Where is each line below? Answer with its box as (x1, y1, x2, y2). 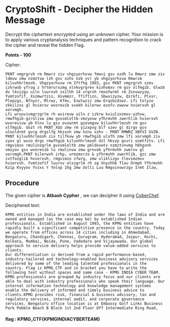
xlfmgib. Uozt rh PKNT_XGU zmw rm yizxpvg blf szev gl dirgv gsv (5, 125, 147, 130)
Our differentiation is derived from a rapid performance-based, (5, 252, 147, 257)
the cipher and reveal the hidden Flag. (5, 42, 85, 48)
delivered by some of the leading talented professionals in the (5, 261, 147, 266)
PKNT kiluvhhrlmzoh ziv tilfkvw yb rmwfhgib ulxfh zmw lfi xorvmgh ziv (5, 134, 160, 139)
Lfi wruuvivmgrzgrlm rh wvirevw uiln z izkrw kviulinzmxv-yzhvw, (5, 111, 147, 116)
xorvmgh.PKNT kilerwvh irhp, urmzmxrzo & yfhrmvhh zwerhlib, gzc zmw (5, 152, 156, 157)
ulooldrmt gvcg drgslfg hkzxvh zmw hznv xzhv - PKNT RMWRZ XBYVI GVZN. (5, 129, 160, 134)
